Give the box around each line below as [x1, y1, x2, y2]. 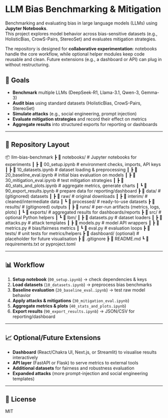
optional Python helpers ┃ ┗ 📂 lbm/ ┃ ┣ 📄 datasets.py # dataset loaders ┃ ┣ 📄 [5, 214, 162, 220]
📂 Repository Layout [5, 140, 69, 149]
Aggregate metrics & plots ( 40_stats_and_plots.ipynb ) [12, 303, 126, 309]
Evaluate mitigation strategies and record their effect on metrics [12, 116, 147, 122]
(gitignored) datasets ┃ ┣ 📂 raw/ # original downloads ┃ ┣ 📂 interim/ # [5, 193, 148, 199]
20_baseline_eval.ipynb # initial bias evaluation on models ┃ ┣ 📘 [5, 171, 136, 178]
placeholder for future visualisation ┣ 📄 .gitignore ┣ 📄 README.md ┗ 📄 [5, 235, 149, 241]
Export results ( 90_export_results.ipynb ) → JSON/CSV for [12, 308, 135, 314]
